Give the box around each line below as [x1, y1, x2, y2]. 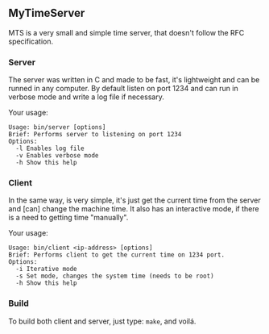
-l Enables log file [15, 144, 85, 152]
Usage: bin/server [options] [8, 123, 106, 132]
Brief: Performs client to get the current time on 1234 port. [8, 251, 226, 259]
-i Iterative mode [15, 265, 78, 273]
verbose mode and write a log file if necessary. [8, 92, 165, 102]
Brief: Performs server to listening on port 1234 [8, 131, 182, 139]
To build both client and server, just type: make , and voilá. [8, 316, 197, 326]
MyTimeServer [8, 6, 85, 20]
